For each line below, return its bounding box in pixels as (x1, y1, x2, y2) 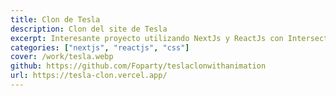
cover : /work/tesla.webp (10, 52, 114, 62)
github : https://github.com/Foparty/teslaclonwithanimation (10, 61, 267, 71)
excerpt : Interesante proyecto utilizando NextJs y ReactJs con (10, 33, 284, 43)
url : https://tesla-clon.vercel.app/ (10, 71, 168, 81)
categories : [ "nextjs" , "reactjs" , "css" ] (10, 42, 190, 53)
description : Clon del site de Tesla (10, 24, 168, 34)
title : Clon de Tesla (10, 14, 101, 25)
